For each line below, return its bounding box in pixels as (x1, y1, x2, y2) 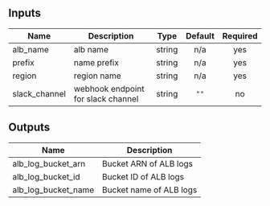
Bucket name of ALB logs (101, 184, 198, 196)
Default (186, 30, 215, 41)
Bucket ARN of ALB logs (101, 158, 194, 169)
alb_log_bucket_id (12, 171, 80, 182)
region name (73, 70, 122, 81)
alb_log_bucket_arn (12, 158, 86, 169)
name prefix (73, 56, 119, 68)
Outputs (8, 121, 51, 134)
